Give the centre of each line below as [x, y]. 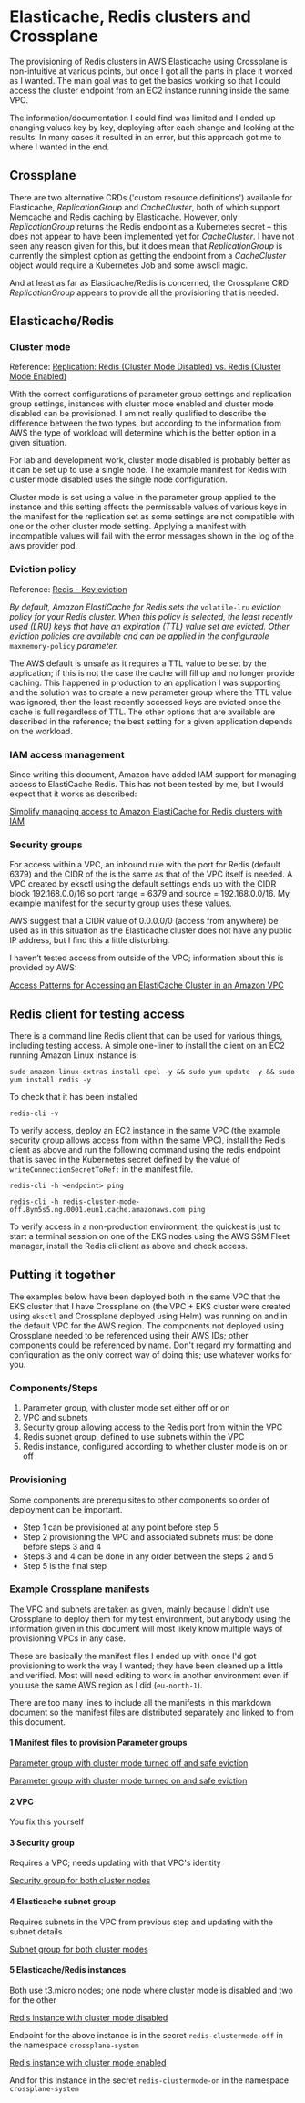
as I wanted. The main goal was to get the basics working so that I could [145, 80]
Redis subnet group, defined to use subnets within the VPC [133, 1437]
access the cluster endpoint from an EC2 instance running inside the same [149, 90]
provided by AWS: [43, 968]
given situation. [38, 443]
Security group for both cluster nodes [80, 1881]
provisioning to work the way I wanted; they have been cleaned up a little [147, 1666]
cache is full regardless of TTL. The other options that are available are [142, 712]
